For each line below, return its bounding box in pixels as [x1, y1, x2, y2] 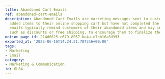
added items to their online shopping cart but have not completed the [9, 21, 160, 26]
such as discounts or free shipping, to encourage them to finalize [9, 30, 153, 35]
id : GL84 [5, 67, 23, 72]
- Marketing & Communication [5, 62, 65, 67]
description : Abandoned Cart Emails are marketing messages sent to [5, 16, 148, 21]
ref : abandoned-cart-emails [5, 12, 63, 17]
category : [5, 57, 26, 62]
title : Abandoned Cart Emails [5, 7, 67, 12]
